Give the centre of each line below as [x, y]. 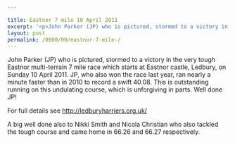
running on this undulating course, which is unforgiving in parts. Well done [115, 89]
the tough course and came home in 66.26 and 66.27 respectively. [104, 132]
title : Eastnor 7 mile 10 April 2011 [63, 20]
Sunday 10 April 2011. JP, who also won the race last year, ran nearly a [109, 75]
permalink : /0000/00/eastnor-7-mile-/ [64, 39]
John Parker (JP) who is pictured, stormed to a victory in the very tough [112, 60]
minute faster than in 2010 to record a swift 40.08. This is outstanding [108, 82]
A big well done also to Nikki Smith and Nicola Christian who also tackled [113, 125]
